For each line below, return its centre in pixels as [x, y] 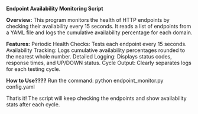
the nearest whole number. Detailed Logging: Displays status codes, [89, 56]
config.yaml [21, 87]
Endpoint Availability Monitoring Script [55, 9]
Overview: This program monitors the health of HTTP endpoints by [88, 20]
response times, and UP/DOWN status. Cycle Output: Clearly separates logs [99, 63]
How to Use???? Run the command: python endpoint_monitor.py [85, 80]
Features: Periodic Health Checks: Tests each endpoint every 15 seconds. [97, 44]
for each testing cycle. [33, 69]
